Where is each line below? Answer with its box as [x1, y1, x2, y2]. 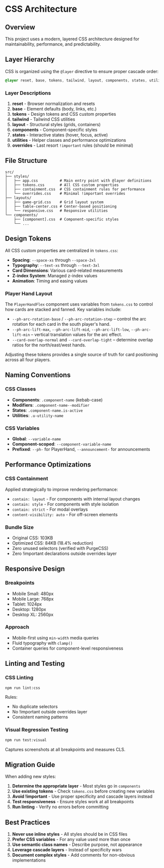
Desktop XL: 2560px [12, 611, 54, 617]
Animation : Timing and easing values [12, 278, 88, 284]
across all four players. [5, 357, 51, 363]
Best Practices [5, 818, 50, 826]
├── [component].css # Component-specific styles [14, 217, 119, 222]
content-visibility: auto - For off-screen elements [12, 511, 118, 517]
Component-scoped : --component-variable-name [12, 441, 111, 447]
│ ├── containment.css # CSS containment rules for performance [5, 186, 145, 192]
